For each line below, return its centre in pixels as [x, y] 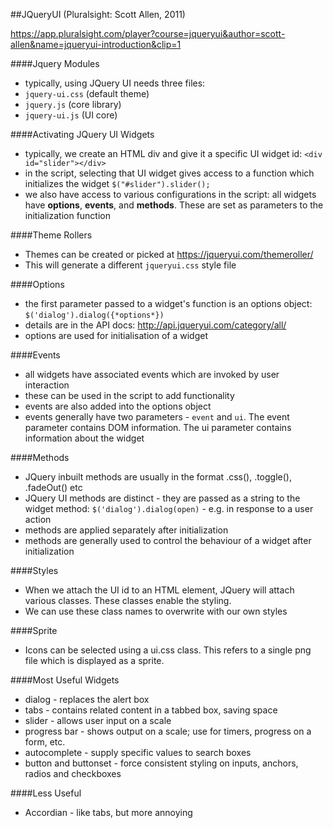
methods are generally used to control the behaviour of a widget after [168, 540]
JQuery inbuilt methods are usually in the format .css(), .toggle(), [158, 477]
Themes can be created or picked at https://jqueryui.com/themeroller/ [169, 254]
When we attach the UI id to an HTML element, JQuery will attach [159, 590]
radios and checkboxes [73, 773]
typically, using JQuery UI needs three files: [115, 83]
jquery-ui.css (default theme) [87, 93]
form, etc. [45, 742]
